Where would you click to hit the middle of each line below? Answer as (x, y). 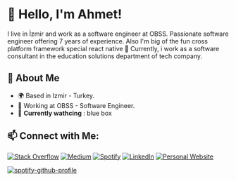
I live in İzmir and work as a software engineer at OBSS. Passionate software (118, 34)
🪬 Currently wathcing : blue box (65, 113)
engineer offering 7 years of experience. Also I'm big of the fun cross (107, 41)
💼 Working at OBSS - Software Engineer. (76, 105)
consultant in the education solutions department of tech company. (105, 56)
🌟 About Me (33, 78)
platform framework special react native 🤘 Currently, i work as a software (113, 48)
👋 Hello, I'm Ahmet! (64, 14)
